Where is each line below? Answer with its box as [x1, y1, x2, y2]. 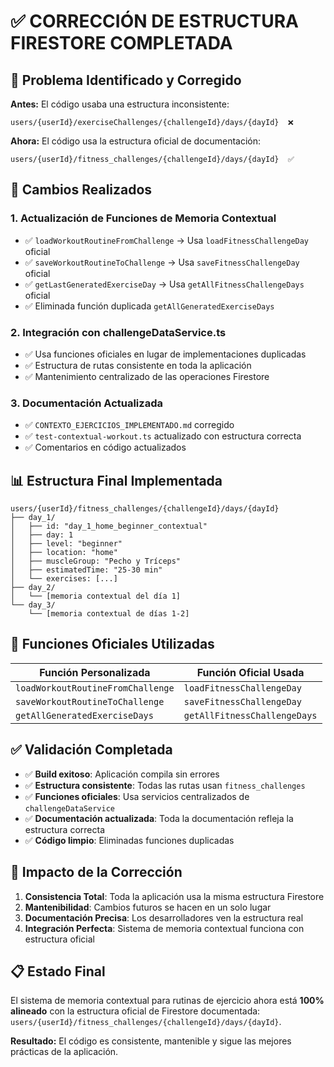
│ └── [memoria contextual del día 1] [10, 591, 182, 602]
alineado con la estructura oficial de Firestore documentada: [10, 1005, 261, 1017]
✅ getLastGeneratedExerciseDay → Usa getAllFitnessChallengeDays [24, 278, 305, 290]
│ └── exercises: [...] [10, 574, 118, 584]
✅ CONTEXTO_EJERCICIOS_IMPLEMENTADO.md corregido [24, 419, 235, 431]
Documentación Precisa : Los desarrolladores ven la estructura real [24, 911, 304, 924]
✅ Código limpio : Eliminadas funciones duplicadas [24, 834, 235, 846]
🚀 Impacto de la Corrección [10, 864, 183, 881]
